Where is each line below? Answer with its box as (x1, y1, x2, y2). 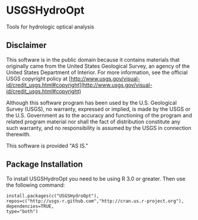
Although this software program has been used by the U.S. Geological (6, 99, 177, 106)
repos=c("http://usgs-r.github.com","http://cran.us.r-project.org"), (6, 198, 184, 204)
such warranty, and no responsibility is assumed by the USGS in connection (6, 124, 191, 131)
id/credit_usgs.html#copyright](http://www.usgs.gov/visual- (6, 81, 152, 88)
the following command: (6, 181, 65, 189)
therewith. (6, 130, 31, 138)
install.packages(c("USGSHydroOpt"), (6, 193, 100, 199)
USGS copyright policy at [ (6, 75, 71, 82)
